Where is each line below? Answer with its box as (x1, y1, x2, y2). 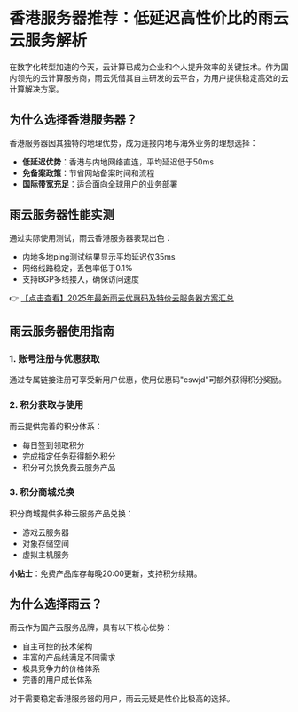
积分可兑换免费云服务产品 (21, 461, 116, 472)
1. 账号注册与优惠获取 (9, 352, 100, 364)
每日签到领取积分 (21, 439, 85, 450)
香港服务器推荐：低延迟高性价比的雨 (9, 8, 274, 28)
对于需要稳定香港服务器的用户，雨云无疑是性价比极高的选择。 (9, 692, 235, 703)
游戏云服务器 (21, 526, 69, 538)
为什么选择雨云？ (9, 596, 103, 612)
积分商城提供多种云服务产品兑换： (9, 508, 134, 518)
